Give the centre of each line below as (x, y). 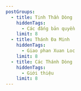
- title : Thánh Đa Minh (40, 40)
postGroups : (20, 12)
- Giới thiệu (38, 73)
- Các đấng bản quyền (48, 28)
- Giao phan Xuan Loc (48, 51)
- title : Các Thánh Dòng (42, 62)
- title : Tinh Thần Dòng (42, 17)
